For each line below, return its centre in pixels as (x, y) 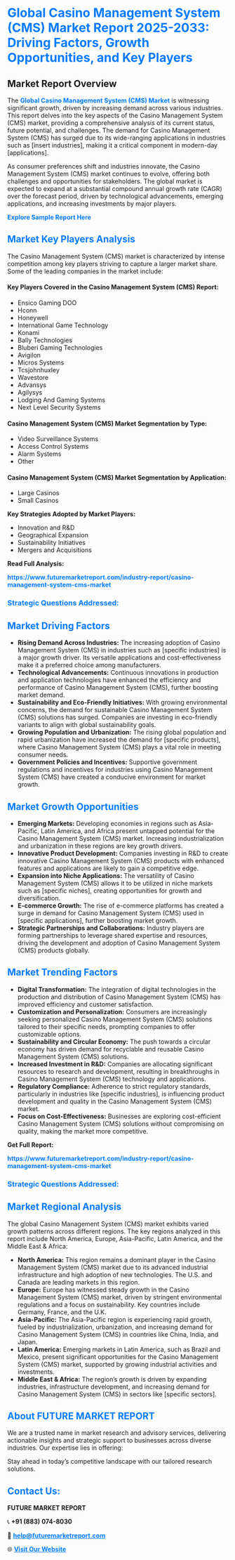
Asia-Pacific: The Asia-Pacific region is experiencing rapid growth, (115, 1319)
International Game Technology (63, 325)
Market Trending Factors (62, 972)
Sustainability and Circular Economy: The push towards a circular (114, 1042)
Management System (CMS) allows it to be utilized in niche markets (115, 883)
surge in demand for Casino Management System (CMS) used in (110, 913)
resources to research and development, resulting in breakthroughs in (118, 1071)
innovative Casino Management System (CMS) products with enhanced (121, 860)
